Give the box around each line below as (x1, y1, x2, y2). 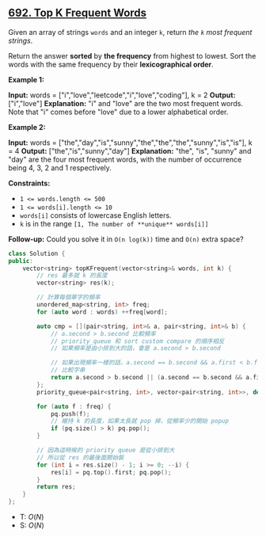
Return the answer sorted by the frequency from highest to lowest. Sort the (8, 51, 256, 60)
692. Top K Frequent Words (8, 6, 147, 20)
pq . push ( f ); (50, 409, 90, 418)
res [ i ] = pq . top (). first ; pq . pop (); (50, 468, 172, 476)
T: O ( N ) (19, 512, 44, 522)
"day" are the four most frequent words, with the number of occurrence (8, 154, 242, 164)
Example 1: (8, 74, 45, 84)
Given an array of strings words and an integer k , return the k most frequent (8, 27, 253, 36)
